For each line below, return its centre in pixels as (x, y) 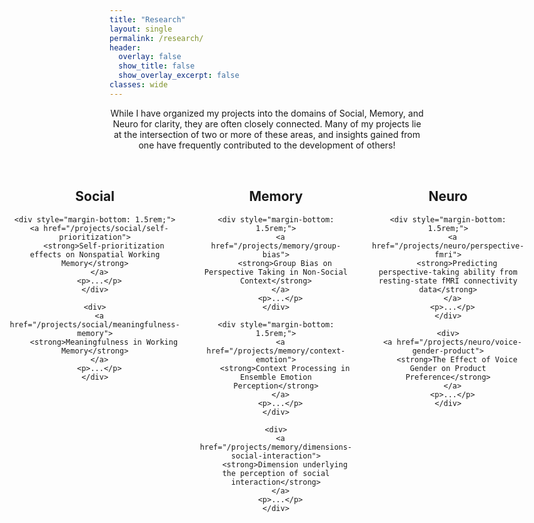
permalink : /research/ (156, 38)
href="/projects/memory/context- (276, 351)
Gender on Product (448, 368)
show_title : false (157, 66)
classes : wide (139, 85)
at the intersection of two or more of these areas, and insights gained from (267, 134)
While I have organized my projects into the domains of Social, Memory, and (267, 113)
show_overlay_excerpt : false (179, 76)
